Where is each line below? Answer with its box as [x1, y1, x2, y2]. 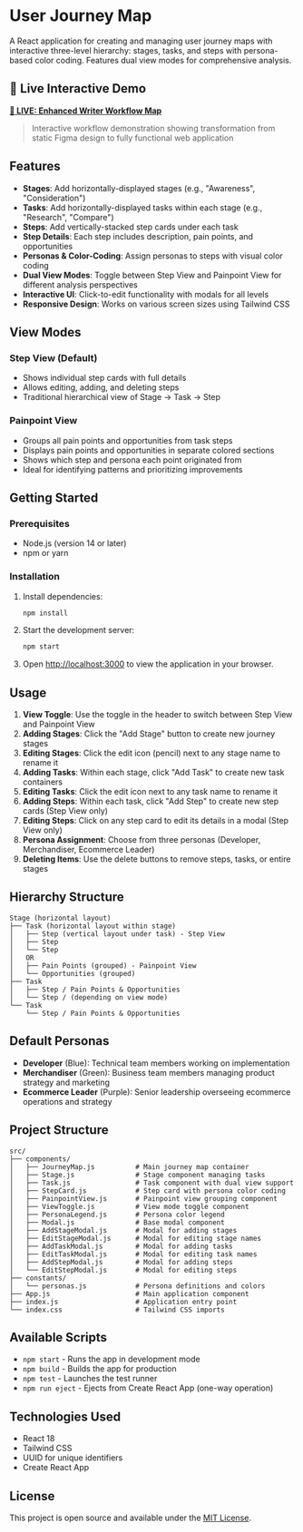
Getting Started [9, 490, 99, 505]
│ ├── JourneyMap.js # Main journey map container [9, 1162, 249, 1171]
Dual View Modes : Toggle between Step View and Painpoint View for [22, 269, 282, 280]
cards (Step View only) [22, 805, 109, 816]
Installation [9, 571, 61, 583]
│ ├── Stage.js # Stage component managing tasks [9, 1170, 266, 1179]
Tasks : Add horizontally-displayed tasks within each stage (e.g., [22, 201, 263, 213]
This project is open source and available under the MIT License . [9, 1512, 252, 1523]
